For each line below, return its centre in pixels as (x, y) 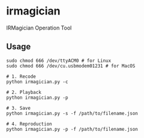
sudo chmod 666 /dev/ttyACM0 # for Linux (59, 61)
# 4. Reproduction (29, 124)
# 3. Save (19, 108)
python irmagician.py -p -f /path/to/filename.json (72, 129)
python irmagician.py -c (37, 82)
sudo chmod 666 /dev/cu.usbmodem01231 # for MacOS (71, 66)
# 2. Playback (24, 92)
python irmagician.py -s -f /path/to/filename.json (72, 113)
